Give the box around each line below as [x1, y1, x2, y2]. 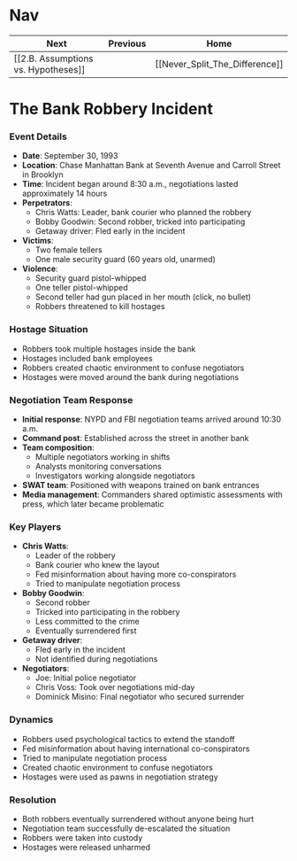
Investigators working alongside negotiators [34, 470, 196, 481]
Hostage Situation [9, 323, 88, 336]
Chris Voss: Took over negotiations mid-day [34, 682, 195, 693]
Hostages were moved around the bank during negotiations [21, 371, 240, 382]
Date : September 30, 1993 [21, 151, 118, 161]
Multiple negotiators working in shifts [34, 452, 171, 462]
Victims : [21, 236, 54, 246]
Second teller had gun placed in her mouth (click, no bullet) [34, 291, 252, 302]
